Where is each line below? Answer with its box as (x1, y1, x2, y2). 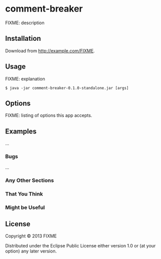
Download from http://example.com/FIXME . (5, 47, 95, 53)
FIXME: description (5, 20, 45, 26)
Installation (5, 34, 41, 43)
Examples (5, 127, 37, 136)
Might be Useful (5, 204, 45, 211)
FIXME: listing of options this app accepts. (5, 112, 92, 118)
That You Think (5, 190, 43, 198)
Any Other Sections (5, 177, 54, 184)
